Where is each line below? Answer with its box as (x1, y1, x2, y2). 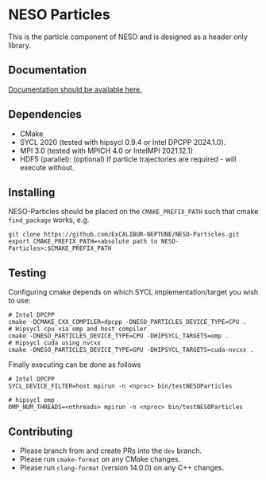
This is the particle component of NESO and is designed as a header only (8, 32, 248, 41)
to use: (8, 296, 31, 306)
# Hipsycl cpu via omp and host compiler (8, 325, 148, 334)
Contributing (8, 424, 73, 439)
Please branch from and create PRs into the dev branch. (19, 446, 202, 455)
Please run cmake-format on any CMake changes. (19, 455, 181, 463)
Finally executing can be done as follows (8, 360, 141, 369)
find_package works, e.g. (8, 215, 90, 224)
